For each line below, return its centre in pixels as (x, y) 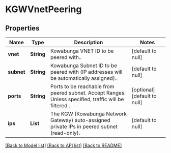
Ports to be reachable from (82, 86)
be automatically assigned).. (84, 78)
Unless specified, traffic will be (87, 99)
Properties (22, 28)
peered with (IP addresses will (86, 72)
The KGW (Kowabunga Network (89, 114)
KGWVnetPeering (44, 9)
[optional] (143, 90)
